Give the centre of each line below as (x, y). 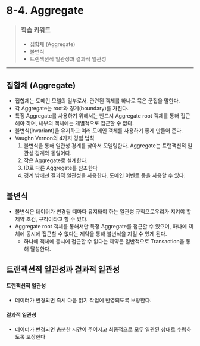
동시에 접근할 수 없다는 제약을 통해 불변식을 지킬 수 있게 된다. (96, 234)
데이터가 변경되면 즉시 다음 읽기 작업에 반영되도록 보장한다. (83, 300)
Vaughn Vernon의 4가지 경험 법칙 (54, 138)
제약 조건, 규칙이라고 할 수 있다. (51, 219)
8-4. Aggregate (45, 10)
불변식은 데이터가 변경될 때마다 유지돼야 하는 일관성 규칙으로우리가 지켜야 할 (103, 212)
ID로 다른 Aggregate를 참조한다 (61, 168)
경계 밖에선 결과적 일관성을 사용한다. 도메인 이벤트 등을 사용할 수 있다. (104, 175)
